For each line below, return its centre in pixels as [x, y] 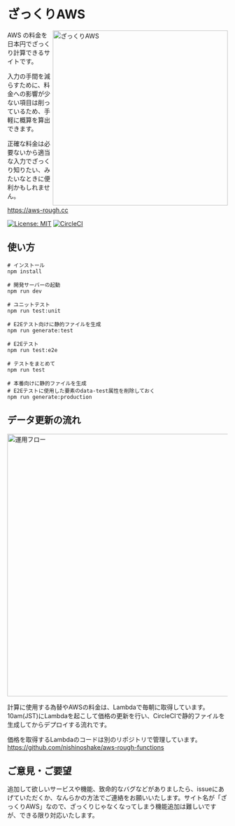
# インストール [26, 265]
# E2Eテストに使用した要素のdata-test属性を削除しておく [81, 391]
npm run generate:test [40, 330]
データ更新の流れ [44, 420]
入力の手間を [26, 76]
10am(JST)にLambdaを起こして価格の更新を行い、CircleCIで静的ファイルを [116, 715]
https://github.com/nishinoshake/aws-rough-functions [86, 747]
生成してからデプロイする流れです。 [59, 724]
